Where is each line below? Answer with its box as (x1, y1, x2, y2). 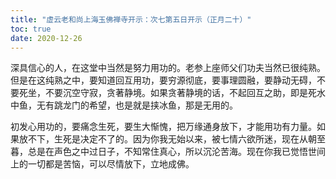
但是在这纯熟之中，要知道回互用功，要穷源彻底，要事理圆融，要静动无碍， (10, 74, 317, 86)
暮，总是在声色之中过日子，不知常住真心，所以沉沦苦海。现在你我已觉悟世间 (10, 146, 326, 158)
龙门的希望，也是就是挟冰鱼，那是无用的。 (62, 99, 238, 111)
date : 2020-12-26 (10, 33, 83, 43)
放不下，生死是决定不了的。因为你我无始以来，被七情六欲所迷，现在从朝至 (18, 133, 326, 145)
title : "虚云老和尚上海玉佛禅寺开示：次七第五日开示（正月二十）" (10, 14, 252, 25)
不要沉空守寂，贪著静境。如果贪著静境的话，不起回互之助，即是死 (44, 87, 317, 99)
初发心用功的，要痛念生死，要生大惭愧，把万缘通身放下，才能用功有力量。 (10, 121, 317, 133)
